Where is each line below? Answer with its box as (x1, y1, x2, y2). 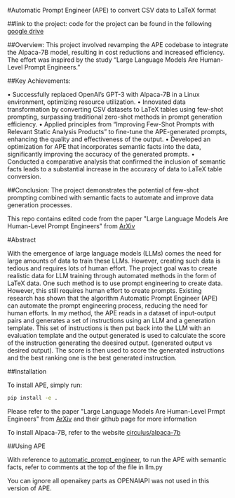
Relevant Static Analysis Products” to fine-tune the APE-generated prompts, (7, 128, 227, 136)
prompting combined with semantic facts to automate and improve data (7, 193, 214, 202)
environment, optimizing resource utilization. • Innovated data (7, 98, 186, 106)
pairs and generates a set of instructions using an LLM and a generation (7, 316, 215, 325)
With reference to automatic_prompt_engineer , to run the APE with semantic (7, 455, 227, 464)
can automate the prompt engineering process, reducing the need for (7, 301, 208, 310)
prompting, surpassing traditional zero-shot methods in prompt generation (7, 112, 222, 121)
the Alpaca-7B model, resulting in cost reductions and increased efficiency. (7, 48, 225, 56)
